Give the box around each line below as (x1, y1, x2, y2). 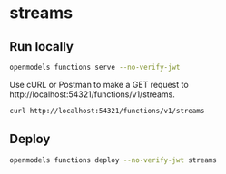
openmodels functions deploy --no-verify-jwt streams (9, 155, 218, 165)
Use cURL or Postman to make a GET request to (9, 79, 189, 90)
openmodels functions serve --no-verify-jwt (9, 63, 181, 72)
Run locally (9, 39, 74, 54)
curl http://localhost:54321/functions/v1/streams (9, 106, 205, 115)
